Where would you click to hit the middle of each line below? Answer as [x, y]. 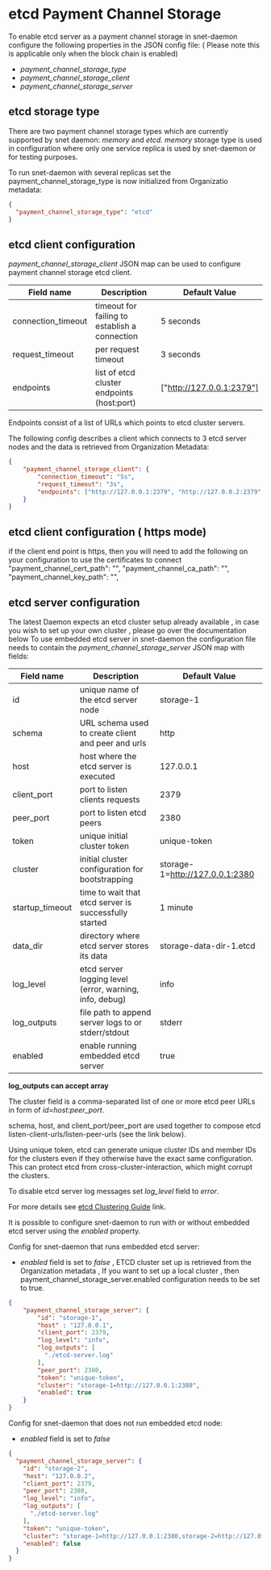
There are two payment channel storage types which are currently [118, 131]
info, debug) [103, 999]
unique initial [104, 836]
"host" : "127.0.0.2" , [59, 1476]
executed [97, 776]
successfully [104, 912]
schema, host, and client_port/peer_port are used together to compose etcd [135, 1125]
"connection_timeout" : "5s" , [86, 477]
